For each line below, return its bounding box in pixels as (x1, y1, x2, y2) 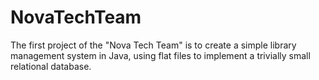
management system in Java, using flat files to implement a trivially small (10, 49, 311, 61)
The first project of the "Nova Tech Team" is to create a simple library (10, 39, 297, 51)
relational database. (10, 60, 92, 72)
